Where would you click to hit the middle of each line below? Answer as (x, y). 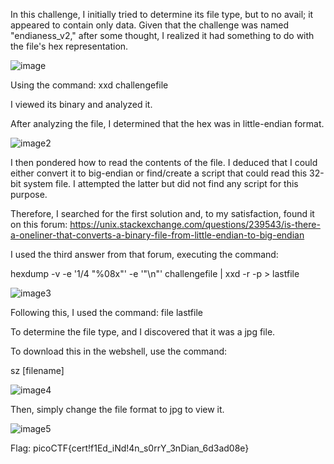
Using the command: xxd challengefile (89, 85)
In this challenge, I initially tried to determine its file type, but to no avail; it (162, 14)
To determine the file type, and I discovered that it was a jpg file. (143, 332)
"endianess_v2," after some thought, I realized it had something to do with (162, 35)
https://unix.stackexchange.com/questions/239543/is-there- (195, 224)
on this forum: (39, 224)
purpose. (29, 194)
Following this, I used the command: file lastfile (106, 312)
